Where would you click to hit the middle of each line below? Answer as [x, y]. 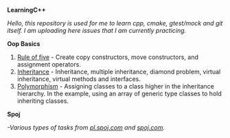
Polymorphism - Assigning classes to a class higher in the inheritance [115, 86]
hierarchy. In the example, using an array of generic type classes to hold [119, 93]
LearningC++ [26, 10]
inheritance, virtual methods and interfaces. [79, 79]
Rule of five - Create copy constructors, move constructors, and [108, 57]
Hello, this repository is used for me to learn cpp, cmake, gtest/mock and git [115, 23]
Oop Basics [24, 44]
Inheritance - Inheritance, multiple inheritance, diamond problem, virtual [119, 72]
